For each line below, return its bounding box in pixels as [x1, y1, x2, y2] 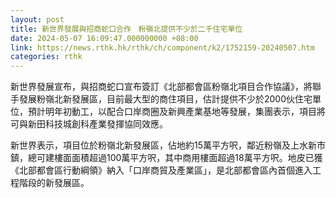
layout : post [10, 14, 65, 25]
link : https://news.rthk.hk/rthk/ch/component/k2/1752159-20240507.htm [10, 42, 315, 53]
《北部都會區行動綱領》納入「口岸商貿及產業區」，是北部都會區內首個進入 [10, 164, 313, 176]
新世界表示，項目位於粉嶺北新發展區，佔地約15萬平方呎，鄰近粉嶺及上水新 [10, 139, 317, 151]
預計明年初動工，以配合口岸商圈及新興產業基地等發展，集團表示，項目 [27, 106, 317, 118]
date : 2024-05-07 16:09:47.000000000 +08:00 [10, 33, 199, 43]
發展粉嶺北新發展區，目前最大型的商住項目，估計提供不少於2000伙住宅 [18, 93, 313, 105]
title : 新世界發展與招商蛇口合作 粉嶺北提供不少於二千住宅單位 [10, 24, 243, 34]
